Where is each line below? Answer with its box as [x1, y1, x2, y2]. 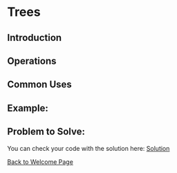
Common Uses [7, 79, 73, 91]
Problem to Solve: [7, 126, 85, 138]
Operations [7, 55, 57, 66]
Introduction [7, 32, 62, 44]
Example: [7, 102, 48, 114]
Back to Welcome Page [7, 157, 74, 166]
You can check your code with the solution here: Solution [7, 144, 170, 152]
